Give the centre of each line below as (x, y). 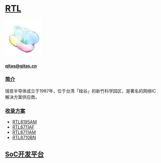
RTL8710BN (24, 138)
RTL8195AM (24, 122)
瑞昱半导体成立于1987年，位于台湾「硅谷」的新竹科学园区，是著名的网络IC (80, 91)
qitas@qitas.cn (21, 66)
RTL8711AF (23, 127)
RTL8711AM (24, 132)
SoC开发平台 (24, 154)
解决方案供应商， (22, 97)
